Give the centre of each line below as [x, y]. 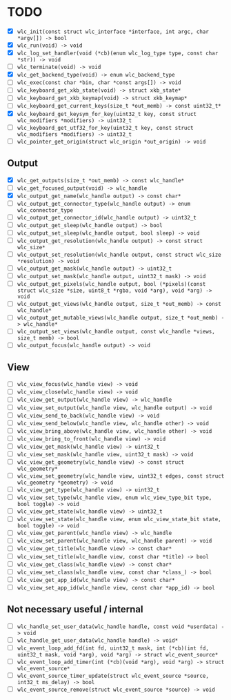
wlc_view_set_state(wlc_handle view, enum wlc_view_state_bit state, [119, 519]
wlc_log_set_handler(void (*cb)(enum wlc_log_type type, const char [118, 54]
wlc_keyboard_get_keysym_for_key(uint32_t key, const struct [107, 114]
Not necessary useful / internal [75, 609]
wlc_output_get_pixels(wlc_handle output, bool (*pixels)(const [111, 284]
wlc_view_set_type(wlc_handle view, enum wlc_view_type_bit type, [114, 498]
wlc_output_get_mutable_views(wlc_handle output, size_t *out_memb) [118, 318]
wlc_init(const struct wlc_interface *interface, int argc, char [113, 32]
